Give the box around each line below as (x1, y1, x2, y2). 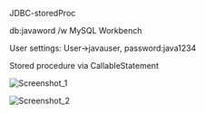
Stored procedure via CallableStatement (9, 61, 159, 71)
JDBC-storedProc (9, 8, 76, 18)
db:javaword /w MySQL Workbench (9, 25, 142, 35)
